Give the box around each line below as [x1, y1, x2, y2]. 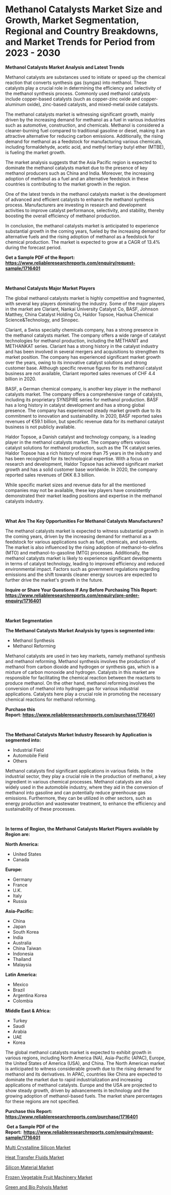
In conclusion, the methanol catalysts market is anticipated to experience [5, 222, 159, 229]
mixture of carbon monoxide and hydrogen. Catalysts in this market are [5, 669, 155, 675]
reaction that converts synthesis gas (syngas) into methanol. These [5, 79, 147, 86]
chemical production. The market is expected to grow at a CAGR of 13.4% [5, 239, 161, 245]
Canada [12, 856, 30, 862]
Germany [12, 876, 32, 882]
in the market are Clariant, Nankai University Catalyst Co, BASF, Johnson [5, 306, 159, 312]
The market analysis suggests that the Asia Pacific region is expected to [5, 159, 157, 165]
